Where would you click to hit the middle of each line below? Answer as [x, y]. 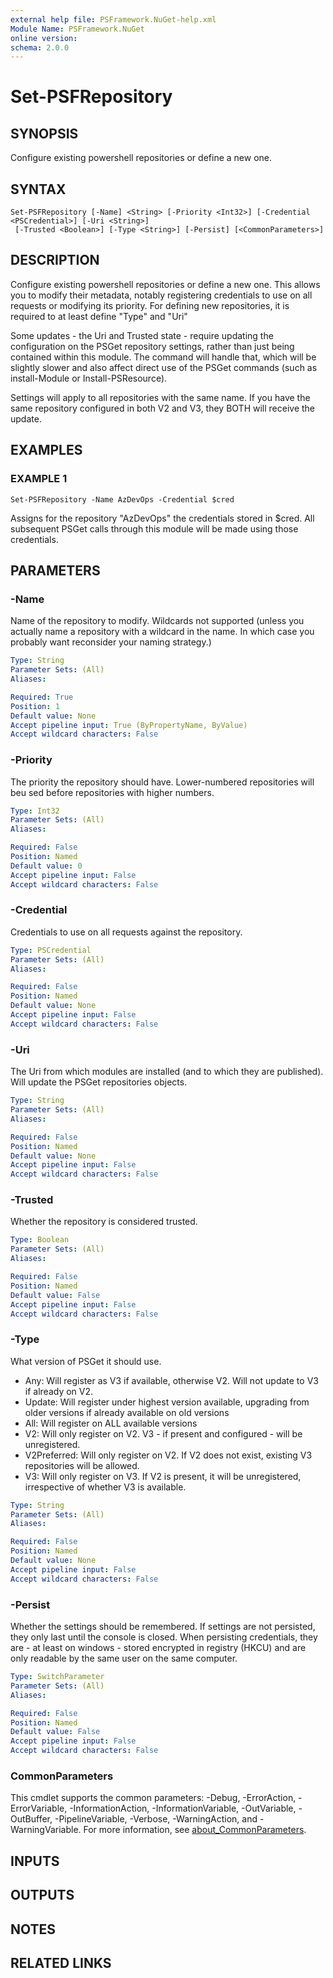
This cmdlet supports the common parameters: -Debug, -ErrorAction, [153, 1798]
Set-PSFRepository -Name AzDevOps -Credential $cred [122, 499]
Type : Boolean [40, 1240]
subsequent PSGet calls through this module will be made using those [154, 528]
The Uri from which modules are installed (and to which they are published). [167, 1072]
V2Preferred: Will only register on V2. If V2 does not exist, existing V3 [168, 1455]
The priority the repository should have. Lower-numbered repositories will [162, 782]
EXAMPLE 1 [39, 479]
